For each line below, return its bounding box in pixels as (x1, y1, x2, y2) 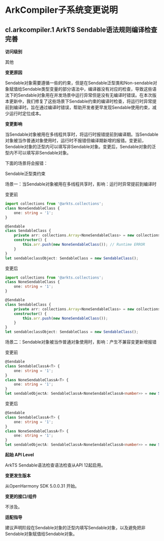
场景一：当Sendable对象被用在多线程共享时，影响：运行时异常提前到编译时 (5, 181, 157, 187)
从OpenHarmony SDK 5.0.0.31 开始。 (5, 483, 80, 489)
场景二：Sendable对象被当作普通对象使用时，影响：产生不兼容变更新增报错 (5, 339, 157, 345)
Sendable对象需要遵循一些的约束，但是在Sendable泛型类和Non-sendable (5, 80, 153, 86)
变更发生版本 (5, 473, 31, 478)
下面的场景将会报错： (5, 160, 48, 166)
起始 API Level (5, 452, 34, 458)
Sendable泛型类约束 (5, 171, 45, 177)
